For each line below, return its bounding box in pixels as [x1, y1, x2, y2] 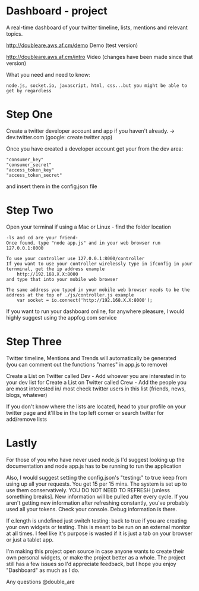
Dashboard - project [6, 4, 108, 18]
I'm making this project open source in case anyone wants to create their [6, 548, 185, 555]
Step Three [6, 335, 62, 348]
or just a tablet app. [6, 536, 54, 543]
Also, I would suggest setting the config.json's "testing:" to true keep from [6, 474, 188, 481]
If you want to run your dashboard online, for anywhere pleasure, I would [6, 308, 185, 315]
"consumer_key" [6, 157, 44, 162]
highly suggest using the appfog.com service [6, 314, 117, 321]
